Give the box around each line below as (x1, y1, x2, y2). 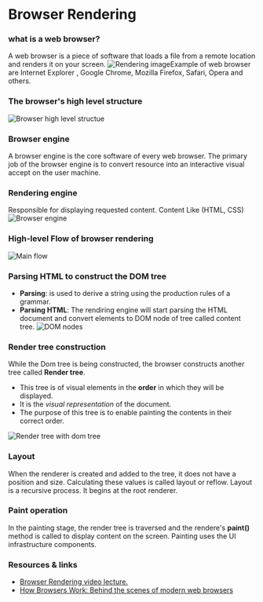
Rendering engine (8, 188, 78, 198)
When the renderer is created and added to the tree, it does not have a (8, 469, 237, 478)
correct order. (19, 416, 64, 425)
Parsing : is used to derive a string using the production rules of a (19, 288, 231, 297)
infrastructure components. (8, 539, 97, 549)
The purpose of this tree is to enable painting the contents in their (19, 408, 232, 418)
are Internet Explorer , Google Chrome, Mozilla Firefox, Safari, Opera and (8, 68, 243, 78)
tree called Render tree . (8, 367, 86, 378)
